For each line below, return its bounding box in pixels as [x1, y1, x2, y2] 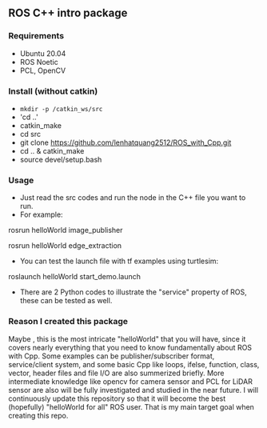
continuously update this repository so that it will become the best [8, 394, 226, 403]
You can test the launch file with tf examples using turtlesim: [19, 256, 219, 266]
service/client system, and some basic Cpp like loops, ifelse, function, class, [8, 359, 260, 369]
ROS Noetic [19, 57, 58, 66]
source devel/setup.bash [19, 154, 102, 164]
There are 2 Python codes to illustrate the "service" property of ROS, [19, 287, 248, 297]
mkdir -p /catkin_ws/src [19, 105, 103, 113]
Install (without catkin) [8, 86, 98, 97]
